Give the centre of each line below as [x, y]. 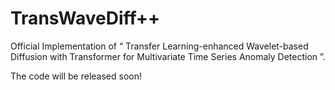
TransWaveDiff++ [85, 18]
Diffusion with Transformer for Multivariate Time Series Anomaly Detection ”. [168, 56]
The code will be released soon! [76, 76]
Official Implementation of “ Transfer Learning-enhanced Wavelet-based [159, 46]
